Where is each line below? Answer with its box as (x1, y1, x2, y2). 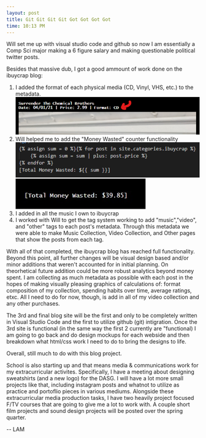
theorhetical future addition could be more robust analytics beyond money (6, 267, 194, 275)
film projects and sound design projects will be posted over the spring (6, 407, 183, 415)
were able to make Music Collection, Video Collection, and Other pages (15, 229, 196, 237)
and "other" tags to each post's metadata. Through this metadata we (15, 223, 189, 230)
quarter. (6, 414, 26, 421)
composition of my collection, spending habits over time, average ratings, (6, 287, 192, 294)
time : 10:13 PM (6, 23, 45, 29)
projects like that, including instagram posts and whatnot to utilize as (6, 381, 180, 389)
